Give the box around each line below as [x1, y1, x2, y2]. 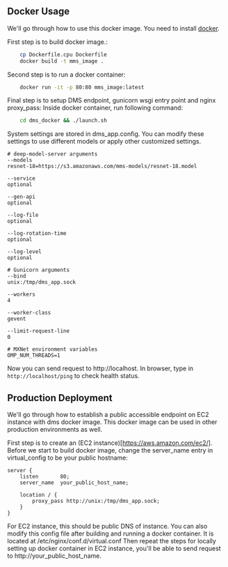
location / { [19, 492, 58, 499]
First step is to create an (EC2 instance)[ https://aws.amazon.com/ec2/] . [7, 439, 213, 447]
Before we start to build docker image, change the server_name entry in [7, 446, 213, 455]
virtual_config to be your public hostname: [7, 453, 129, 462]
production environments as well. [7, 425, 103, 434]
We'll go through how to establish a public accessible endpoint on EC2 [7, 411, 209, 419]
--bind [7, 273, 26, 280]
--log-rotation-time [7, 230, 67, 237]
